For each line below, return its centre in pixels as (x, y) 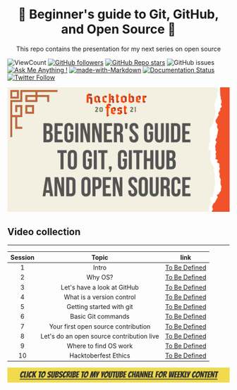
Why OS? (100, 277)
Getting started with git (100, 307)
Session (23, 257)
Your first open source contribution (100, 326)
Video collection (44, 232)
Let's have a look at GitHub (100, 287)
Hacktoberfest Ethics (100, 356)
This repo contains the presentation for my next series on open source (119, 49)
